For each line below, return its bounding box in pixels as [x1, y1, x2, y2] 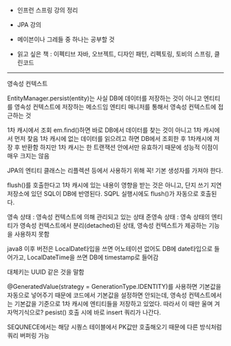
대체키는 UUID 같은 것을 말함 [7, 268, 85, 276]
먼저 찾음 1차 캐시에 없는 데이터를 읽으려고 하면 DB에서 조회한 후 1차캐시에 [14, 135, 213, 142]
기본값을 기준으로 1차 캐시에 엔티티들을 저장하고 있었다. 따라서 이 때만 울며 [14, 300, 213, 307]
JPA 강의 [16, 21, 42, 29]
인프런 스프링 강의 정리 [16, 6, 78, 14]
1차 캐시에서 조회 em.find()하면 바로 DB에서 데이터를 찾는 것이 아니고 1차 [7, 126, 202, 134]
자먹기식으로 [7, 308, 41, 316]
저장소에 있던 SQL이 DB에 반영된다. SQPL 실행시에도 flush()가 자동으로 [7, 190, 199, 197]
